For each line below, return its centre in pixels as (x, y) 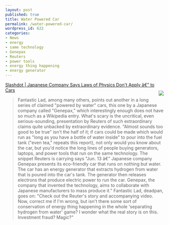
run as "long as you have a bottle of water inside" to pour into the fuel (90, 137)
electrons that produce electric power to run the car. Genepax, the (86, 180)
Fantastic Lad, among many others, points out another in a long (83, 100)
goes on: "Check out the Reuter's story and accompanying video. (85, 196)
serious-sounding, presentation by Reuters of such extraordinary (85, 121)
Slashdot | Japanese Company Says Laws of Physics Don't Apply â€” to (80, 85)
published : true (22, 15)
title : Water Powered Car (32, 19)
